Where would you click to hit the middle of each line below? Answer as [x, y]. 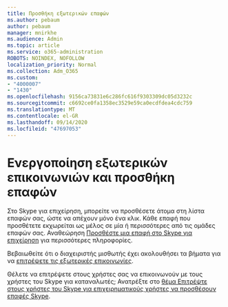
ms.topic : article [33, 45]
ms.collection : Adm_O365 [43, 71]
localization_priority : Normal [52, 65]
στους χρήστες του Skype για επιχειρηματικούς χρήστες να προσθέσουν [112, 289]
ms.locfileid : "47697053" [44, 129]
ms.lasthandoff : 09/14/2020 [48, 122]
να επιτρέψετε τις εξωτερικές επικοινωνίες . [70, 261]
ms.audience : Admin [35, 39]
